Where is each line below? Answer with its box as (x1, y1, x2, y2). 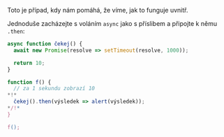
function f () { (7, 78, 52, 86)
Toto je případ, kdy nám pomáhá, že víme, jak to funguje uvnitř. (7, 6, 188, 14)
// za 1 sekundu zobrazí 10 (13, 85, 96, 92)
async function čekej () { (7, 41, 82, 48)
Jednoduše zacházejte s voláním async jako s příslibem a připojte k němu (7, 20, 218, 27)
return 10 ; (13, 59, 45, 66)
